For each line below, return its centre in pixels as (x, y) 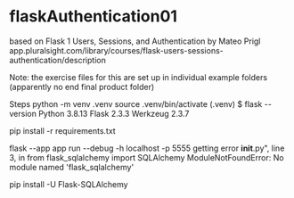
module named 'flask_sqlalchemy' (72, 167)
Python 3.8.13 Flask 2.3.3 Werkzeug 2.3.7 (114, 113)
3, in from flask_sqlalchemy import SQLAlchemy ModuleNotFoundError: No (147, 157)
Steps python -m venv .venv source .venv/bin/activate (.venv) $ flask (136, 103)
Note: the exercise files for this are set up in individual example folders (139, 77)
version (23, 113)
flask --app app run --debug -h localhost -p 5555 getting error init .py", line (147, 148)
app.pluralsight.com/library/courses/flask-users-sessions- (117, 50)
